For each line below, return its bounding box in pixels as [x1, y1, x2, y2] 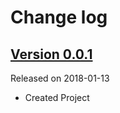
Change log [10, 6, 108, 29]
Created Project [24, 92, 90, 103]
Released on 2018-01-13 [10, 72, 110, 84]
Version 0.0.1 [10, 46, 93, 63]
